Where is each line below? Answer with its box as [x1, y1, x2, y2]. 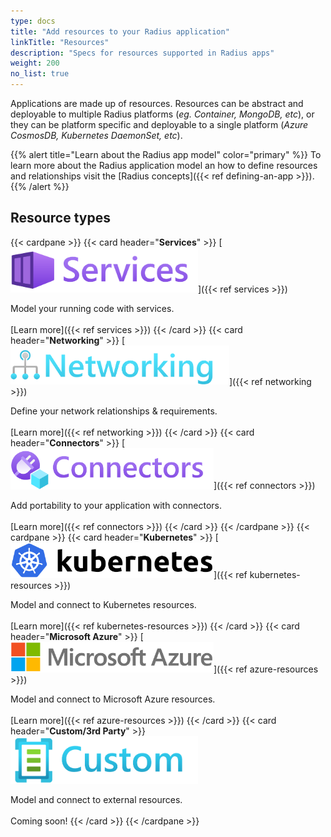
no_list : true [10, 69, 70, 79]
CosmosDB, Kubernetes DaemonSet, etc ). [10, 130, 183, 141]
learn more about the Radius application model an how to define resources [10, 160, 318, 171]
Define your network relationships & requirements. [10, 405, 218, 417]
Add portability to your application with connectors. [10, 499, 222, 511]
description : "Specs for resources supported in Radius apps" [10, 48, 275, 58]
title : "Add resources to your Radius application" [10, 26, 230, 37]
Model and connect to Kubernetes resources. [10, 599, 197, 610]
